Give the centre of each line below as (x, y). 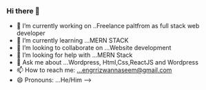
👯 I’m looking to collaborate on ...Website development (94, 48)
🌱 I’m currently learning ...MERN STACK (72, 41)
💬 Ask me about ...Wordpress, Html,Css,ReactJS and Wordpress (107, 63)
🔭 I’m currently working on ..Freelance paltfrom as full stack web (108, 26)
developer (31, 33)
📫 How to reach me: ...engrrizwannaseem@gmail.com (94, 70)
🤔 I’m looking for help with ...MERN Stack (74, 55)
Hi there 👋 (23, 11)
